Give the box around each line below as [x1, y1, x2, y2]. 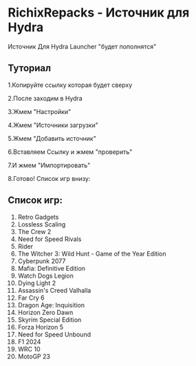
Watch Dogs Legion [17, 271, 74, 280]
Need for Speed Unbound [17, 330, 91, 338]
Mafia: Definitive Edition [17, 264, 85, 272]
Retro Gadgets [17, 213, 59, 221]
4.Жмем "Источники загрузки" [8, 121, 99, 129]
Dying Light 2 [17, 278, 56, 287]
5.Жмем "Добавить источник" [8, 134, 97, 142]
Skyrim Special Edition [17, 316, 82, 324]
